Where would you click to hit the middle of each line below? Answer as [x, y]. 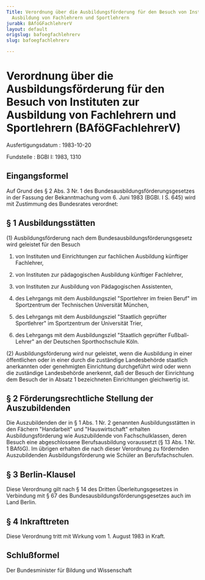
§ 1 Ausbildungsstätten [51, 223]
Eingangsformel [37, 176]
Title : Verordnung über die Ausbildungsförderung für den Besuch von [97, 12]
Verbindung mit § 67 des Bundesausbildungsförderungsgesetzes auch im [99, 496]
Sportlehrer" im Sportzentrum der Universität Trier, [79, 323]
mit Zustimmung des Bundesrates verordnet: [63, 204]
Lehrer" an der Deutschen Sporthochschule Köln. [77, 341]
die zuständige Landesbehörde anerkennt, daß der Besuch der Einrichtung [100, 373]
